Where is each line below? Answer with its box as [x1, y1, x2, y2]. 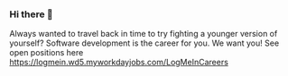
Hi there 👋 [9, 8, 54, 21]
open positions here [9, 47, 84, 58]
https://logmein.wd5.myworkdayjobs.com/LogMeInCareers [9, 57, 228, 68]
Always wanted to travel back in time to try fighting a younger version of [9, 29, 278, 39]
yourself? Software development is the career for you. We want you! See [9, 38, 280, 48]
